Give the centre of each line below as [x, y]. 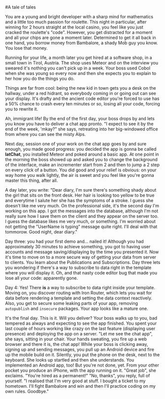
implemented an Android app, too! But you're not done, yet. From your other [82, 365]
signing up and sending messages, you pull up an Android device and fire [80, 349]
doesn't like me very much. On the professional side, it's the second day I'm [82, 206]
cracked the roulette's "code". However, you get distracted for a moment [79, 32]
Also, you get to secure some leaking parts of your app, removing [72, 303]
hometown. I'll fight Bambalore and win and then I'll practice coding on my [81, 386]
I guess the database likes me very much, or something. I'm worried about [81, 221]
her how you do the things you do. [40, 79]
